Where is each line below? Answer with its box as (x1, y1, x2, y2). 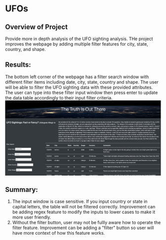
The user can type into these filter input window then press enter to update (5, 90, 158, 96)
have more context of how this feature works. (12, 230, 105, 236)
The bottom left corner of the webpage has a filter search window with (5, 74, 149, 80)
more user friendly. (12, 214, 51, 220)
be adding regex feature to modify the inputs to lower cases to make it (12, 209, 156, 215)
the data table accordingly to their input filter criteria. (5, 95, 113, 100)
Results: (5, 60, 31, 69)
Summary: (5, 185, 38, 193)
